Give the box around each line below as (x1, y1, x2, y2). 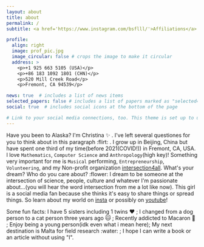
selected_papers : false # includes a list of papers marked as (6, 98, 170, 105)
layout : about (6, 8, 42, 15)
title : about (6, 15, 39, 21)
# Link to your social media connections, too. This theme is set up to (6, 114, 194, 121)
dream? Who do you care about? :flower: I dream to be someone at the (6, 170, 183, 177)
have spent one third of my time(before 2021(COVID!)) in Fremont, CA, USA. (6, 145, 196, 152)
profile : (6, 37, 29, 43)
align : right (12, 42, 45, 48)
